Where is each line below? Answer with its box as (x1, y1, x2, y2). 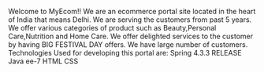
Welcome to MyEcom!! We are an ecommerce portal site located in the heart (8, 7, 256, 16)
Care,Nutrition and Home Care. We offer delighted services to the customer (8, 31, 254, 41)
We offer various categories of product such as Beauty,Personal (8, 23, 217, 32)
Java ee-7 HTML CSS (8, 56, 79, 66)
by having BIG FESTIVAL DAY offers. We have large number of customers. (8, 40, 248, 49)
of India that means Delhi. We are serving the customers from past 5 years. (8, 15, 252, 24)
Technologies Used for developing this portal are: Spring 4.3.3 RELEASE (8, 49, 242, 57)
